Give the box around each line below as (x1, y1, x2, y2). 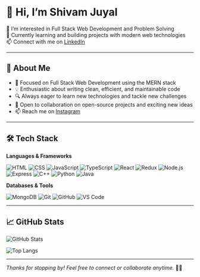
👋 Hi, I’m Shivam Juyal (6, 5, 118, 19)
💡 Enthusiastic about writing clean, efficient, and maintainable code (14, 85, 180, 92)
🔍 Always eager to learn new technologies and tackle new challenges (14, 92, 187, 99)
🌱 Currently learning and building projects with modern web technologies (6, 31, 186, 38)
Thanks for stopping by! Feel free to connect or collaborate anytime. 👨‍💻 (6, 264, 183, 272)
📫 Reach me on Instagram (14, 107, 80, 115)
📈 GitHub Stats (6, 217, 64, 227)
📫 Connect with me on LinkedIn (6, 38, 85, 45)
